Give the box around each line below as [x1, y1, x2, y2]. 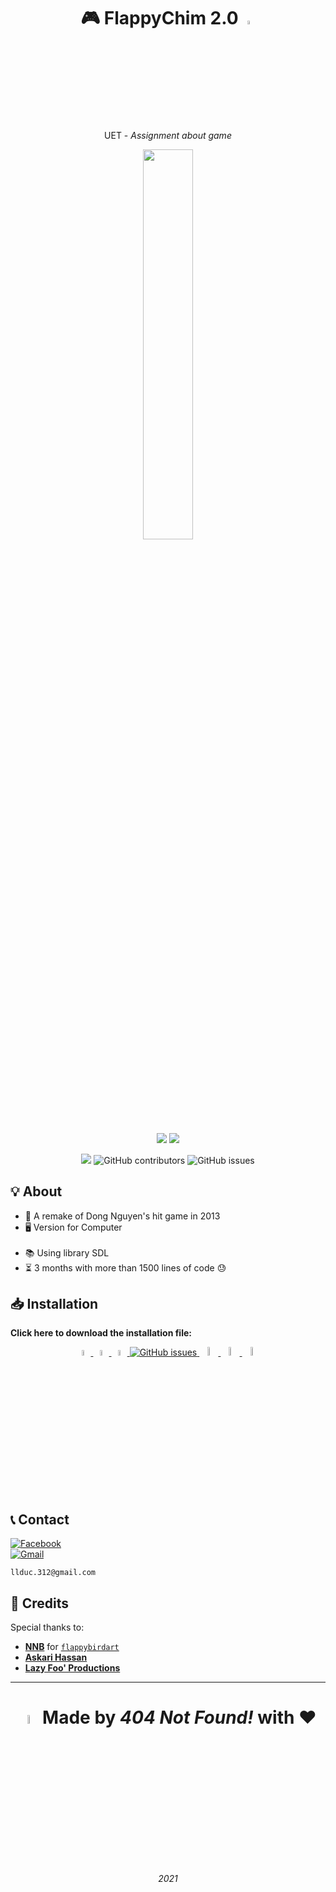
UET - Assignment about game [104, 129, 232, 141]
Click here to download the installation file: [10, 1327, 192, 1339]
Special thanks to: [10, 1621, 85, 1633]
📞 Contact [10, 1511, 70, 1528]
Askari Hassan [24, 1651, 88, 1663]
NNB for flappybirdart [24, 1640, 120, 1652]
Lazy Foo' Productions [24, 1661, 121, 1674]
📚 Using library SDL [24, 1246, 110, 1259]
